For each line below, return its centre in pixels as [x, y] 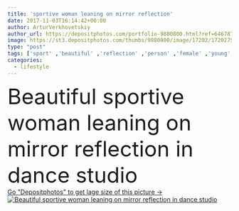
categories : [25, 60]
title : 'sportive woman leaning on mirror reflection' [90, 14]
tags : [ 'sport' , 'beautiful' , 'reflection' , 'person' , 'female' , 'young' [119, 54]
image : [17, 40]
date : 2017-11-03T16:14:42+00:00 [57, 21]
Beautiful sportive [96, 96]
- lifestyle [32, 67]
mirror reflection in [101, 148]
